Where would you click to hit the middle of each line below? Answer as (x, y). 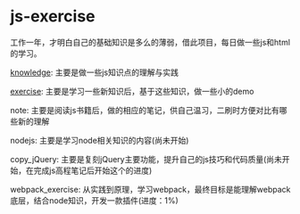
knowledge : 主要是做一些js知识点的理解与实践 (95, 72)
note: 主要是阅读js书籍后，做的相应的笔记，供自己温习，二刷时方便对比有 (145, 110)
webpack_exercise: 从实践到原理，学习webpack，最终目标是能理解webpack (150, 189)
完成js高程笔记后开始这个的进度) (93, 170)
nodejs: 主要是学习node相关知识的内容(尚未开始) (100, 140)
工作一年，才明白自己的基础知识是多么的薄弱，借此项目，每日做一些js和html (150, 42)
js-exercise (53, 16)
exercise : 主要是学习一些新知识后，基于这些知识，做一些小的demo (132, 91)
